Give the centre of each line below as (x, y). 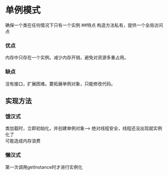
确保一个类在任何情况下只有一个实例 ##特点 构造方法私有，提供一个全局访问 (84, 25)
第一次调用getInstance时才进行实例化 (44, 167)
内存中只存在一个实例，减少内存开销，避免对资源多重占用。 (67, 58)
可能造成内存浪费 (23, 141)
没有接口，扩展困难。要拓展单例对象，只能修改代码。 (60, 84)
